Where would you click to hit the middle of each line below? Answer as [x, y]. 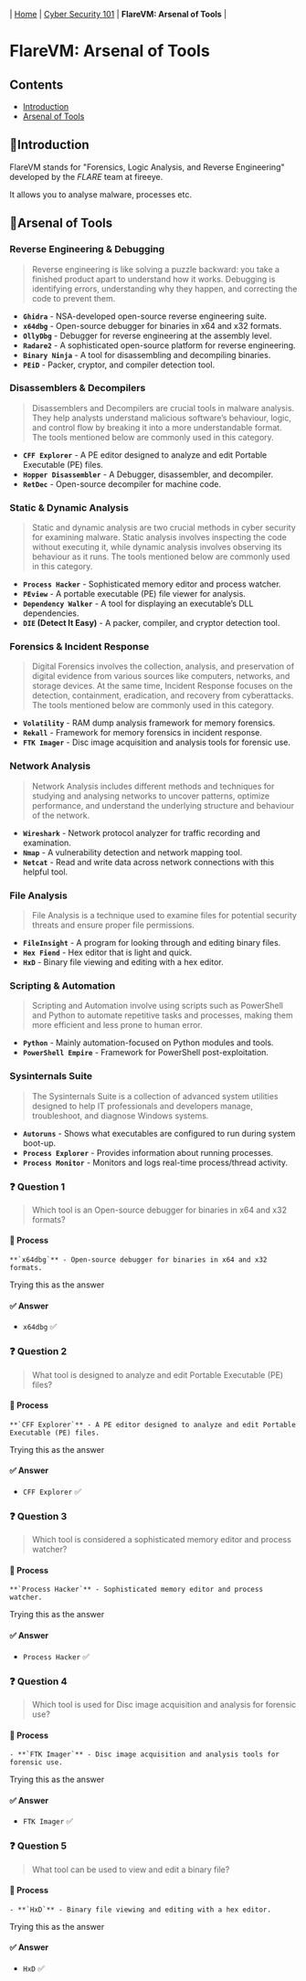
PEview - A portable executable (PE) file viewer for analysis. [134, 594]
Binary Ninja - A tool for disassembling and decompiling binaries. [147, 355]
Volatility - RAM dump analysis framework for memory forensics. [149, 723]
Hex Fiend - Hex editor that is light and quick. [107, 952]
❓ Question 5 [38, 1846]
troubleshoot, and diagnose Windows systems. [120, 1116]
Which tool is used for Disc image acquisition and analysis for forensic [164, 1704]
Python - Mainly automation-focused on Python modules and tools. [148, 1043]
